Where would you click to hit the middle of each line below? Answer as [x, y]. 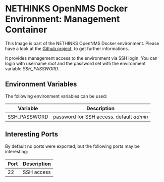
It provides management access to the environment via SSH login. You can [81, 58]
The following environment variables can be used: [56, 96]
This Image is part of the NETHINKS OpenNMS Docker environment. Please [82, 43]
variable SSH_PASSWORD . [32, 68]
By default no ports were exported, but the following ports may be [73, 146]
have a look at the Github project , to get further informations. [67, 48]
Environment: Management [62, 19]
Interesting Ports [32, 134]
